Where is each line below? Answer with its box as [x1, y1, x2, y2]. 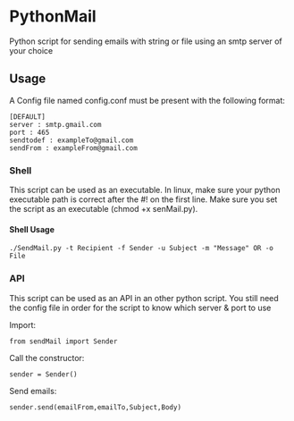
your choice [9, 45, 54, 55]
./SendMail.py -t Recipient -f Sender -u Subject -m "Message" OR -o [9, 244, 274, 253]
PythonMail [9, 6, 97, 27]
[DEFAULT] [9, 112, 46, 122]
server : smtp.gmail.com [9, 120, 102, 129]
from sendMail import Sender [9, 337, 118, 346]
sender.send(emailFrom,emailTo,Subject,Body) [9, 402, 181, 412]
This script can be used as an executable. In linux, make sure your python [9, 185, 281, 196]
